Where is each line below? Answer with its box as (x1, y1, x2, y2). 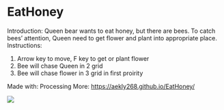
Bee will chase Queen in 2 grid (16, 61, 103, 70)
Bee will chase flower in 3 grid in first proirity (16, 69, 143, 77)
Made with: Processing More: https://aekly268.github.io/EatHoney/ (7, 82, 195, 90)
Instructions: (7, 41, 42, 49)
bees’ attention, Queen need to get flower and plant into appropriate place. (7, 33, 217, 42)
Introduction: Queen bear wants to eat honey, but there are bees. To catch (7, 27, 216, 35)
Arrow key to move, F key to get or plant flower (16, 54, 150, 62)
